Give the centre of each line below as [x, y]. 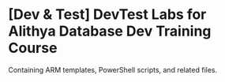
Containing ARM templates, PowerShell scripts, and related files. [113, 69]
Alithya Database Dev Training [110, 31]
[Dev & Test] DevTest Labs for [107, 15]
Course [33, 48]
